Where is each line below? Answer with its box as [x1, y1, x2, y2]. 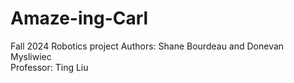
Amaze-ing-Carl [10, 7, 149, 30]
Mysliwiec [10, 50, 52, 62]
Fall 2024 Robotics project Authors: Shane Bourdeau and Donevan [10, 40, 285, 52]
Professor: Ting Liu [10, 61, 89, 73]
